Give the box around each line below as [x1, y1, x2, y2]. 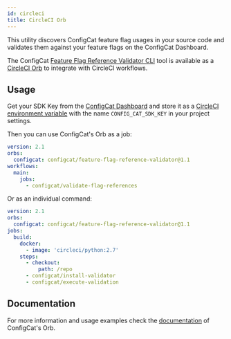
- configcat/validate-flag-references [25, 182, 138, 189]
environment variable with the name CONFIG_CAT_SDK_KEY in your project [7, 109, 210, 118]
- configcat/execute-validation [25, 279, 119, 286]
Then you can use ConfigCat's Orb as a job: [7, 130, 133, 138]
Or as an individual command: [7, 194, 92, 203]
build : [13, 233, 33, 241]
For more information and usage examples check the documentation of [7, 316, 210, 324]
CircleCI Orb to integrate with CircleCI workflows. [7, 64, 148, 72]
